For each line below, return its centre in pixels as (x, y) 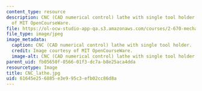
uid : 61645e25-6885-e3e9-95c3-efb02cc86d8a (62, 78)
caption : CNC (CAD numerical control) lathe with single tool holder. (102, 45)
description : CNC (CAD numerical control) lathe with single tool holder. (102, 17)
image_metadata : (26, 40)
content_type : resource (36, 12)
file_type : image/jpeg (35, 34)
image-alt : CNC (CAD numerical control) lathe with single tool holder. (105, 56)
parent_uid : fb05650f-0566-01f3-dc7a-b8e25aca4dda (71, 62)
